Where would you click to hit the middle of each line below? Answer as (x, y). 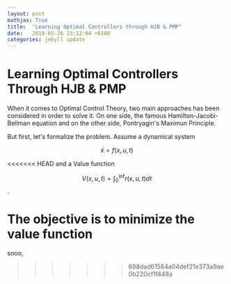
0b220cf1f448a (150, 274)
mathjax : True (28, 20)
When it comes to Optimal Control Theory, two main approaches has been (113, 108)
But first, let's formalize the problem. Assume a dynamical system (101, 137)
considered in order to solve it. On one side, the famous (87, 116)
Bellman (19, 124)
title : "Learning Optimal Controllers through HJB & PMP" (95, 27)
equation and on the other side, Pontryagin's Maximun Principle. (124, 124)
